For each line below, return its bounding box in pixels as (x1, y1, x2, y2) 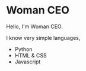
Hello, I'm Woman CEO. (6, 23, 63, 30)
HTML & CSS (14, 52, 47, 59)
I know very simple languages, (6, 34, 81, 41)
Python (14, 45, 33, 53)
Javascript (14, 58, 41, 65)
